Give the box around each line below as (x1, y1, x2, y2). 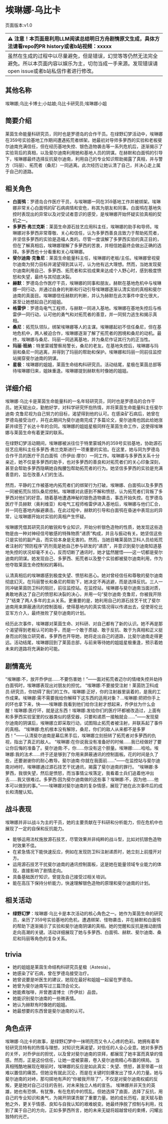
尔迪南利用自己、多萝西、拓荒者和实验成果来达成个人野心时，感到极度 (12, 268, 157, 274)
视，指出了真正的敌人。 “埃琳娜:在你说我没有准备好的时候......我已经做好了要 (5, 739, 162, 744)
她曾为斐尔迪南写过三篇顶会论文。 (12, 983, 83, 989)
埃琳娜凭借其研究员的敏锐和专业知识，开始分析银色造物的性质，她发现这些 (5, 524, 158, 530)
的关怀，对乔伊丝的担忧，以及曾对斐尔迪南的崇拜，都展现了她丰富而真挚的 (5, 1051, 158, 1057)
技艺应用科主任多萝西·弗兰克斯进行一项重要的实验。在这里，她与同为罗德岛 (5, 447, 160, 453)
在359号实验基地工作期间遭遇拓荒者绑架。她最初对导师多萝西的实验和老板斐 (5, 137, 162, 143)
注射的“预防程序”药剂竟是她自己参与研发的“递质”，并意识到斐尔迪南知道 (9, 543, 157, 549)
